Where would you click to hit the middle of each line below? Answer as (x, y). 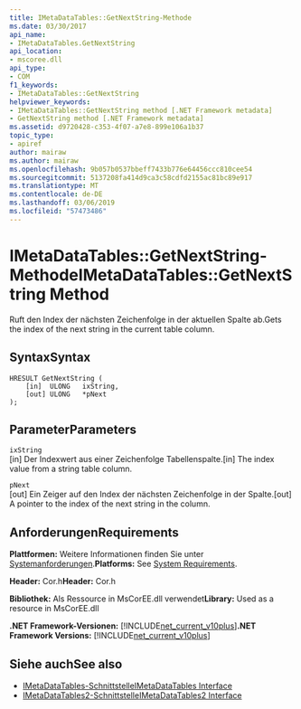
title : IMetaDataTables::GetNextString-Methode (101, 18)
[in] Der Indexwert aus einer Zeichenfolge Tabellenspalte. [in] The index (142, 459)
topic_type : (32, 136)
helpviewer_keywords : (50, 102)
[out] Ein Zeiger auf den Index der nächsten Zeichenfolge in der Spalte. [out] (150, 495)
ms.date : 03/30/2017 (48, 26)
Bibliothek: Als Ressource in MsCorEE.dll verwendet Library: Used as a (141, 599)
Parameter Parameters (73, 429)
